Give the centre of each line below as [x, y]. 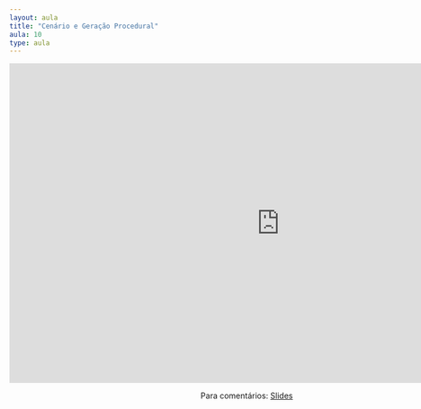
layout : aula [34, 18]
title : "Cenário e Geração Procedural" [84, 26]
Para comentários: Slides [247, 396]
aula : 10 [26, 34]
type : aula [30, 43]
